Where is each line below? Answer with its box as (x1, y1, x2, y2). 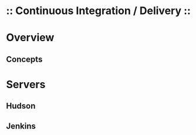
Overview (6, 31, 55, 45)
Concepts (6, 54, 43, 64)
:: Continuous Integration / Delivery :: (6, 4, 191, 18)
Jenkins (6, 121, 36, 131)
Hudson (6, 101, 36, 111)
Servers (6, 77, 46, 91)
